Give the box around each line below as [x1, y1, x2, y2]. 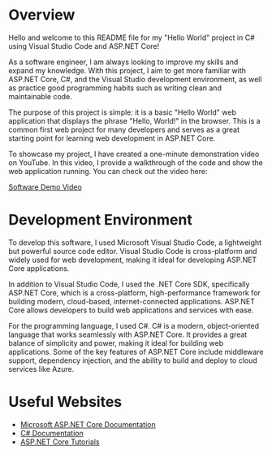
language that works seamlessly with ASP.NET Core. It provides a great [8, 330, 248, 339]
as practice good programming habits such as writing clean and [8, 83, 222, 93]
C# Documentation [19, 428, 84, 438]
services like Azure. [8, 364, 75, 373]
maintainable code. [8, 91, 73, 101]
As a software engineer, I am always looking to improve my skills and [8, 57, 239, 67]
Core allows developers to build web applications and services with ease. [8, 305, 254, 315]
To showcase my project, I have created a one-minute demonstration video [8, 149, 260, 159]
